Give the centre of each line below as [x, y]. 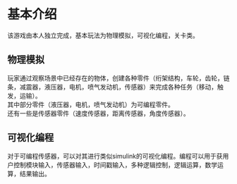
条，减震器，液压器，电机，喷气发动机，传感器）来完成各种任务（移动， [112, 87]
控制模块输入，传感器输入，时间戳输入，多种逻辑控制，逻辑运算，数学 [115, 165]
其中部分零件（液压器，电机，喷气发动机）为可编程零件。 [91, 104]
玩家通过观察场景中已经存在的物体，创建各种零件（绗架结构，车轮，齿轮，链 [119, 78]
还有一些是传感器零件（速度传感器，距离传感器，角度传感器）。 [98, 113]
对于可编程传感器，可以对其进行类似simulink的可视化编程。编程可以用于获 [115, 156]
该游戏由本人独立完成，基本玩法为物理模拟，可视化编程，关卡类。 [103, 35]
